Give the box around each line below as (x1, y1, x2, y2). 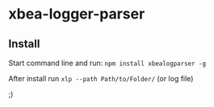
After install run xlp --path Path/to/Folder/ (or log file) (8, 74, 194, 83)
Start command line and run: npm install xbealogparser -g (8, 58, 207, 68)
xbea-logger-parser (8, 5, 145, 23)
